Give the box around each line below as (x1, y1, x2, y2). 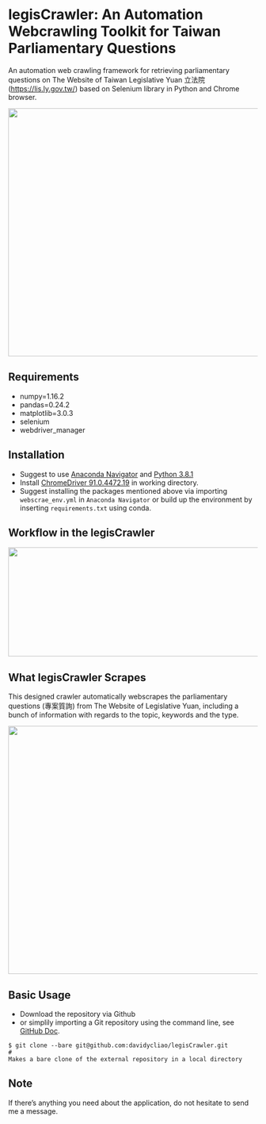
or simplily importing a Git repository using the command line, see (19, 1018, 235, 1027)
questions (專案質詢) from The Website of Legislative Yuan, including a (8, 701, 239, 711)
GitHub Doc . (19, 1026, 60, 1035)
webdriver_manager (19, 425, 85, 434)
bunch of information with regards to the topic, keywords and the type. (8, 710, 239, 720)
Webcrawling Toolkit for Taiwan (8, 22, 222, 40)
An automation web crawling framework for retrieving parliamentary (8, 65, 230, 75)
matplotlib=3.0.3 (19, 408, 74, 418)
